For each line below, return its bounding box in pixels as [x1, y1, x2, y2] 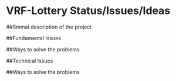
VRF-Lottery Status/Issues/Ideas [6, 4, 171, 17]
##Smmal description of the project [6, 23, 92, 30]
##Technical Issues [6, 57, 53, 64]
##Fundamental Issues [6, 34, 62, 41]
